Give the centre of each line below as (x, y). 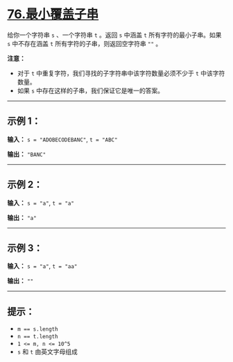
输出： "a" (22, 217)
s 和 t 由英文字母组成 (47, 352)
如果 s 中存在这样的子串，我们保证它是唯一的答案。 (90, 90)
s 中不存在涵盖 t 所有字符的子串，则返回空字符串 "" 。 (85, 43)
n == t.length (37, 337)
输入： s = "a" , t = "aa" (42, 266)
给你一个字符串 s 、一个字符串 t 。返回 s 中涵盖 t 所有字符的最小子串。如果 (114, 35)
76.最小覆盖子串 (53, 14)
